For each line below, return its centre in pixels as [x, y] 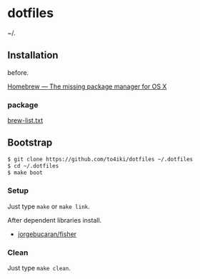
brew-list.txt [25, 121]
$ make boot [25, 173]
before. [18, 72]
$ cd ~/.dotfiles [33, 166]
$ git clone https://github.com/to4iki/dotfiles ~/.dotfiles [100, 159]
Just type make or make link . [49, 206]
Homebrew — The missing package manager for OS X [87, 86]
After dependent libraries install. [55, 220]
